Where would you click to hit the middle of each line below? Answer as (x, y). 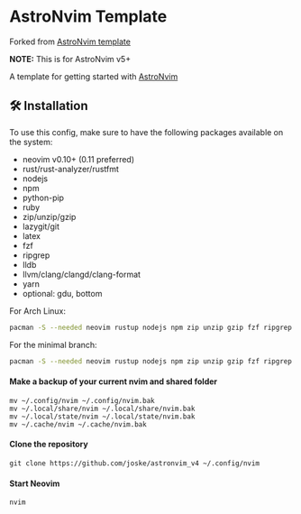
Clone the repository (49, 445)
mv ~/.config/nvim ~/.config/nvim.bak (82, 400)
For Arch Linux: (37, 311)
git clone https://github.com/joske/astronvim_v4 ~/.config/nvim (134, 463)
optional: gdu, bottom (62, 293)
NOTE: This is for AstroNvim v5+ (70, 59)
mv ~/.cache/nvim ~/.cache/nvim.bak (78, 424)
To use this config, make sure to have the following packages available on (146, 132)
